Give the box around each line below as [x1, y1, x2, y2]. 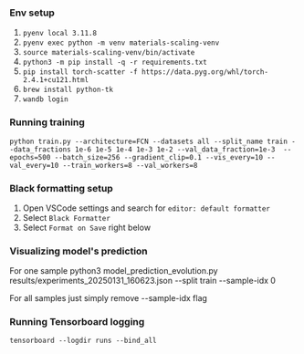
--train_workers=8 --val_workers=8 [62, 161, 198, 170]
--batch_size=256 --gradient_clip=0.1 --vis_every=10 [54, 152, 263, 161]
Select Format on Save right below [22, 222, 152, 233]
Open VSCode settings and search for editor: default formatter [22, 203, 271, 213]
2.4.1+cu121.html [22, 76, 89, 85]
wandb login [22, 95, 68, 104]
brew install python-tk [22, 85, 114, 95]
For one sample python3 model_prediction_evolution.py [9, 265, 218, 276]
